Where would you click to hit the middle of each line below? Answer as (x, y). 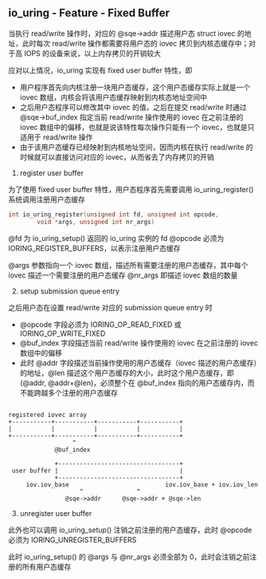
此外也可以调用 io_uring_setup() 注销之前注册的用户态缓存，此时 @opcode (130, 530)
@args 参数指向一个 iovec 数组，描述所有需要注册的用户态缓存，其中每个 (128, 265)
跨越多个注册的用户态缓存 (76, 392)
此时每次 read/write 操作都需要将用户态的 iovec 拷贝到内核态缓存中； (135, 43)
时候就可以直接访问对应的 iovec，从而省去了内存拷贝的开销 (117, 157)
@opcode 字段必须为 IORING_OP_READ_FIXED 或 (100, 324)
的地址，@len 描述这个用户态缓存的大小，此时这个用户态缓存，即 (127, 372)
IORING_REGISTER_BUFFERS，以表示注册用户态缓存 (94, 248)
